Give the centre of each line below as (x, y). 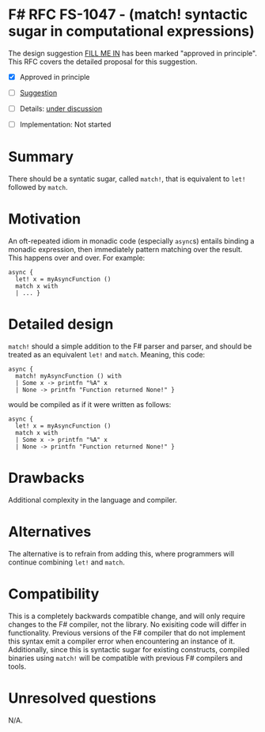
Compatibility (54, 594)
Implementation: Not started (65, 125)
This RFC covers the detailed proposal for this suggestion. (103, 62)
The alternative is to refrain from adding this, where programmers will (121, 553)
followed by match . (38, 187)
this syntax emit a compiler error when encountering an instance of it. (122, 641)
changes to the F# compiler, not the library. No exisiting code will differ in (127, 624)
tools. (17, 666)
